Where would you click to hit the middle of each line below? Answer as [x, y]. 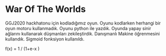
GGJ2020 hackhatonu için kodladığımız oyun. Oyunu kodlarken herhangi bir [83, 23]
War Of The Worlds [46, 9]
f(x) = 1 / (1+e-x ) [22, 48]
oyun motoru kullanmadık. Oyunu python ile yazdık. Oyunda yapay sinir [78, 28]
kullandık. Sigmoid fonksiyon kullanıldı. [45, 39]
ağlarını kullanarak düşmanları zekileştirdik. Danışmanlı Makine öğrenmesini [83, 33]
